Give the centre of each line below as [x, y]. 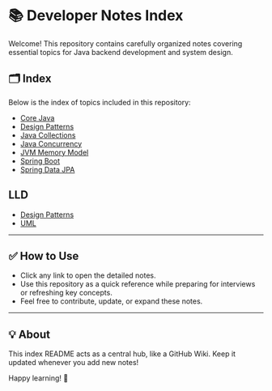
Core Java [37, 117]
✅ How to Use [44, 256]
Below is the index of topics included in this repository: [100, 102]
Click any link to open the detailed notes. [88, 275]
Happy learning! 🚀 [38, 378]
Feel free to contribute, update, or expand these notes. [111, 301]
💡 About [30, 334]
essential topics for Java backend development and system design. [121, 52]
